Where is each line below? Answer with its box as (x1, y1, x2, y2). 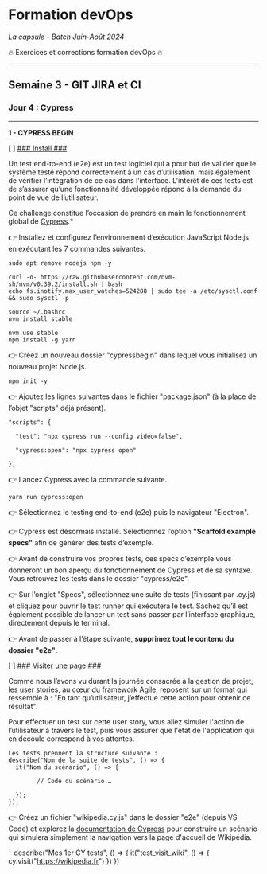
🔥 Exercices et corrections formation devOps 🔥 (8, 47, 163, 57)
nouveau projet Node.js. (8, 361, 87, 371)
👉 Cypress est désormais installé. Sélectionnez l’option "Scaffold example (8, 526, 257, 536)
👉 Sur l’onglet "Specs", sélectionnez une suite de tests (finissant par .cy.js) (8, 589, 256, 599)
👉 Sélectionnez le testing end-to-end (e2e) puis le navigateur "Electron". (8, 507, 249, 517)
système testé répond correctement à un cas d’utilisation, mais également (8, 167, 250, 177)
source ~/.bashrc (8, 308, 66, 316)
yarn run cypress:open (8, 493, 83, 501)
